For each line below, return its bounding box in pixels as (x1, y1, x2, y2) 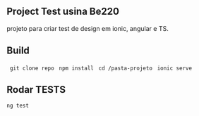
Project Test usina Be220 (6, 6, 119, 18)
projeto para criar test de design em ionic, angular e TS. (6, 24, 169, 32)
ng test (6, 102, 30, 110)
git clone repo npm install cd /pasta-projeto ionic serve (9, 65, 192, 72)
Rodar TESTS (6, 84, 66, 96)
